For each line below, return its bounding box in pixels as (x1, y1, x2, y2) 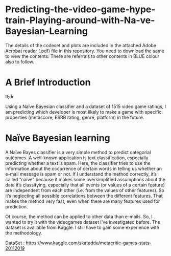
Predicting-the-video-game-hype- (5, 4, 156, 15)
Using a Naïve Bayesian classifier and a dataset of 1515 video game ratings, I (5, 103, 166, 110)
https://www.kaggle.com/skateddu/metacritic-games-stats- (26, 240, 152, 246)
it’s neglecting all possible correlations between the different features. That (5, 193, 163, 199)
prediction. (5, 203, 28, 209)
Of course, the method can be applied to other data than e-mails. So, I (5, 214, 153, 220)
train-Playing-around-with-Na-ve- (5, 14, 155, 26)
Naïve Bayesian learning (5, 132, 111, 144)
